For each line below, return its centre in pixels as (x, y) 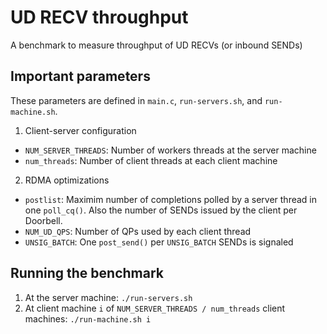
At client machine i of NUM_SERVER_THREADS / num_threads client (155, 308)
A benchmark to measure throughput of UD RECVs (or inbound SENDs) (156, 45)
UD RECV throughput (99, 17)
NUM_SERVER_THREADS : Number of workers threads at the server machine (170, 150)
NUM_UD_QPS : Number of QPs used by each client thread (138, 231)
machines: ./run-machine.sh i (88, 318)
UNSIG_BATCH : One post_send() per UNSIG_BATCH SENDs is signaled (159, 242)
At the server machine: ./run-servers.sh (108, 297)
